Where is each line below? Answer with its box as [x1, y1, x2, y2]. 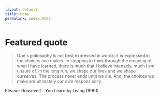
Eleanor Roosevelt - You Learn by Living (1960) [5, 88, 99, 94]
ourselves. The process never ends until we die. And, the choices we [16, 73, 155, 79]
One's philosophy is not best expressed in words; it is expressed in [16, 53, 150, 58]
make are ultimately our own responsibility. [16, 78, 102, 84]
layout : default [5, 7, 38, 12]
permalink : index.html [5, 16, 51, 21]
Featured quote [5, 37, 68, 48]
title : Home [5, 12, 29, 16]
